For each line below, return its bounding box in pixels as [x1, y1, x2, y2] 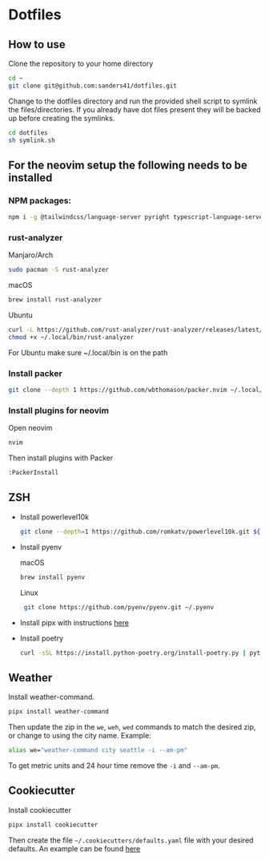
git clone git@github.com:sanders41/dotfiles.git [8, 82, 178, 90]
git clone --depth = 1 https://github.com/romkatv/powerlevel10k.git [19, 528, 251, 536]
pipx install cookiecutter [8, 820, 98, 829]
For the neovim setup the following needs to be [8, 158, 248, 172]
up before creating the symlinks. [8, 113, 115, 123]
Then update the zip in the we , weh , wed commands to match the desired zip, [8, 722, 256, 732]
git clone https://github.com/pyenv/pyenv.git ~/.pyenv [23, 603, 215, 611]
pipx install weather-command [8, 708, 110, 716]
